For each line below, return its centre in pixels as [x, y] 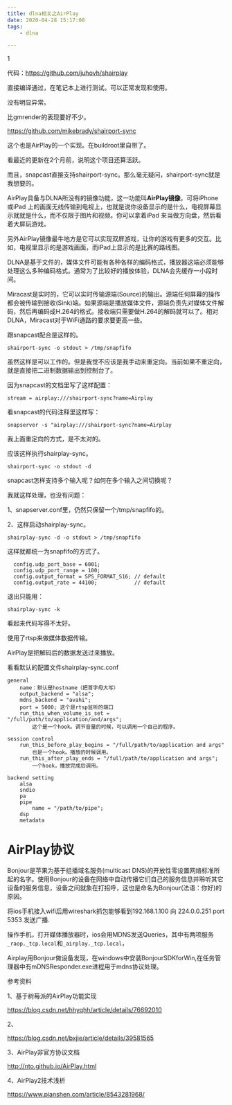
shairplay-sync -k [34, 610]
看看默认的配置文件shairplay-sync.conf [63, 668]
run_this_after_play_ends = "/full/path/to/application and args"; [119, 759]
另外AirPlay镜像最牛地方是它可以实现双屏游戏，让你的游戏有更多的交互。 [111, 239]
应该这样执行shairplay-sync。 [50, 454]
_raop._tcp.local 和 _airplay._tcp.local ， [68, 944]
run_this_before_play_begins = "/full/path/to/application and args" [122, 745]
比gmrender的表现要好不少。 [48, 117]
